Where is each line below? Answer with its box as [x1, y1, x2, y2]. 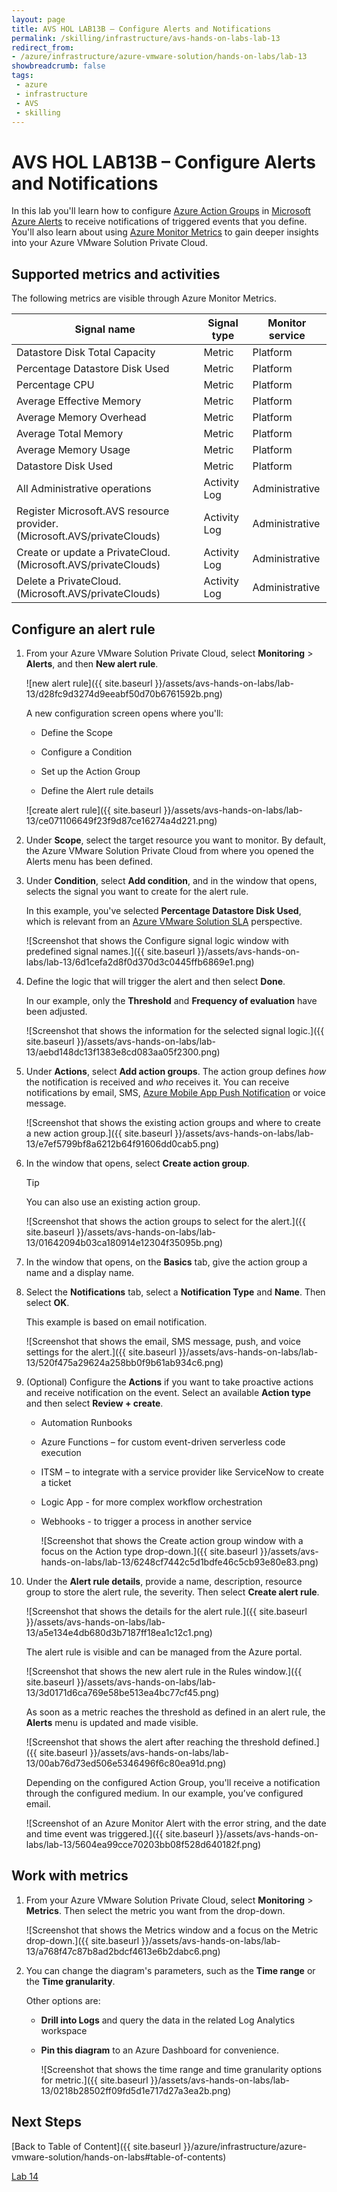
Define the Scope [40, 726, 113, 738]
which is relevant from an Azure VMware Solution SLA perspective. [25, 915, 303, 927]
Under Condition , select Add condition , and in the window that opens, [25, 874, 318, 886]
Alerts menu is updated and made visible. [25, 1716, 199, 1728]
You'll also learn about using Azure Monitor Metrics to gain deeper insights [11, 226, 319, 238]
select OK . [25, 1296, 70, 1308]
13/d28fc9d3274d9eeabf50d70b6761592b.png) [25, 687, 223, 700]
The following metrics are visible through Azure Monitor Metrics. [11, 292, 277, 305]
